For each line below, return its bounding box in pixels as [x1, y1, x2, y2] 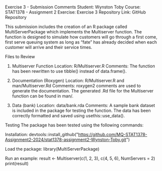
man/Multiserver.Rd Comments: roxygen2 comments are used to [12, 83, 141, 89]
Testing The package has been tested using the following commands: [5, 122, 144, 128]
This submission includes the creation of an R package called [5, 24, 127, 30]
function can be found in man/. [12, 93, 74, 99]
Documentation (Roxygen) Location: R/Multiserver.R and [12, 78, 124, 83]
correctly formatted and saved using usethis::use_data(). [12, 113, 125, 118]
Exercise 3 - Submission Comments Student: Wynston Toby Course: [5, 4, 141, 10]
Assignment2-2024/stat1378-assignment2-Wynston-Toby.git [5, 137, 127, 142]
